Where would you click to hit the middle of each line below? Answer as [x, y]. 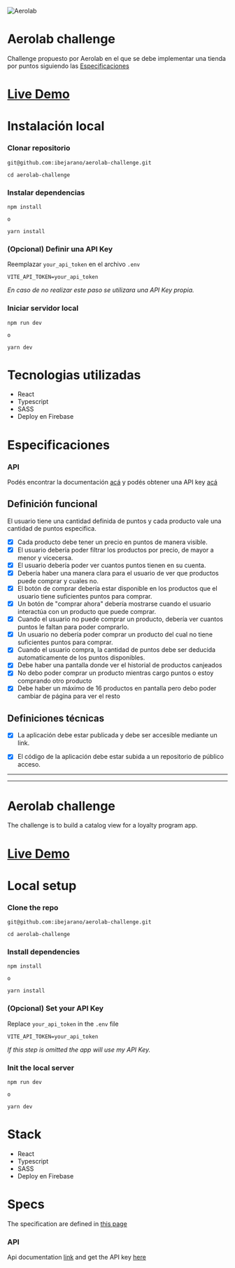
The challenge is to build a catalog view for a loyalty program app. [102, 825]
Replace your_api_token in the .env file [63, 1024]
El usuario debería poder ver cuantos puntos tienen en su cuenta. [112, 565]
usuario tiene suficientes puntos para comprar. [85, 597]
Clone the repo [33, 907]
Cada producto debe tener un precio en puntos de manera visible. [112, 542]
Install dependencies [44, 952]
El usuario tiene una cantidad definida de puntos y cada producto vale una [114, 521]
